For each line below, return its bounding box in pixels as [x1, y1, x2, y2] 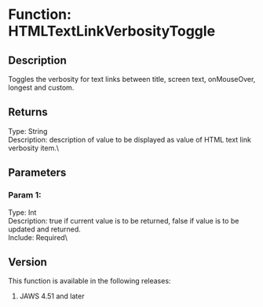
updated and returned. [8, 224, 81, 234]
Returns [8, 105, 49, 119]
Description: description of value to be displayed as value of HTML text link [8, 135, 251, 144]
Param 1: [8, 190, 42, 201]
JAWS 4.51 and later [19, 291, 85, 301]
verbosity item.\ [8, 143, 59, 153]
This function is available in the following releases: [8, 276, 171, 286]
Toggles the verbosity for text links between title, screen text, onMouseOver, [8, 75, 256, 83]
